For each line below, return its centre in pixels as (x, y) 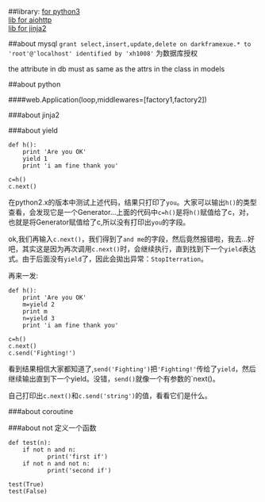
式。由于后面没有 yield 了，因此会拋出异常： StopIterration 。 (108, 259)
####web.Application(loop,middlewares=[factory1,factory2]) (108, 100)
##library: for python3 (44, 11)
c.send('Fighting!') (42, 353)
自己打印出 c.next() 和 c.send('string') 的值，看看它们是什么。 (110, 395)
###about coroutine (41, 411)
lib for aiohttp (30, 20)
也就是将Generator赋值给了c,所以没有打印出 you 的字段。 (99, 222)
